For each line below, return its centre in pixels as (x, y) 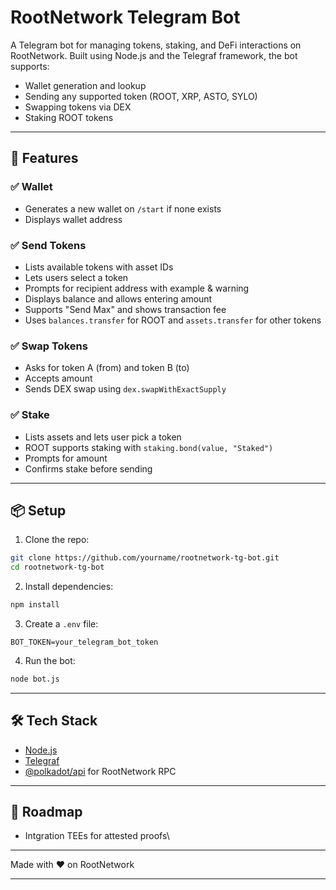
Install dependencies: (69, 587)
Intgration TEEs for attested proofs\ (97, 836)
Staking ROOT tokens (69, 117)
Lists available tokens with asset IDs (99, 267)
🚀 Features (44, 158)
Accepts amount (58, 378)
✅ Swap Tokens (49, 346)
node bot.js (35, 679)
